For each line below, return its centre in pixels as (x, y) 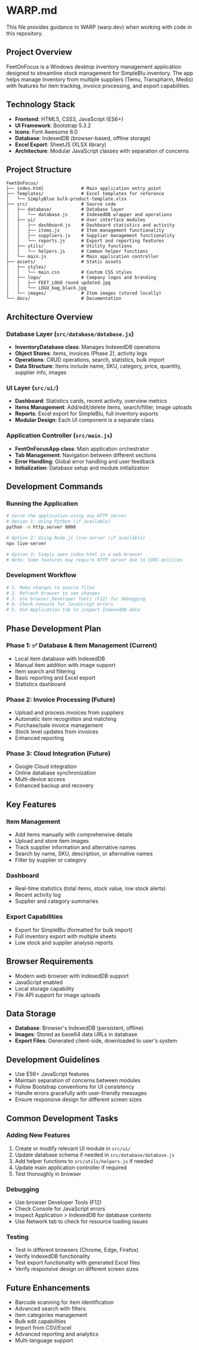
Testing (17, 1237)
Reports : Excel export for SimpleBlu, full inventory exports (86, 414)
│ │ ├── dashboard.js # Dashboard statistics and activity (91, 225)
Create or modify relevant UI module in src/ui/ (73, 1148)
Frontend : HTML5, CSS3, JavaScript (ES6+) (69, 119)
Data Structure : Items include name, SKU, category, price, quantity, (98, 366)
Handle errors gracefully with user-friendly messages (81, 1093)
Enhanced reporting (39, 738)
